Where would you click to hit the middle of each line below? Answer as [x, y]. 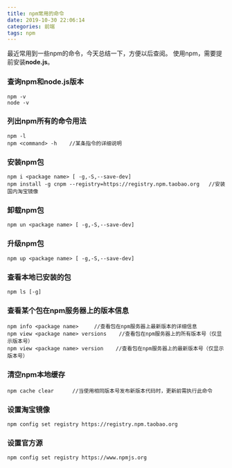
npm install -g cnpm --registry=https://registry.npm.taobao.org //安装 [116, 184]
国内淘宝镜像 [23, 192]
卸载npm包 [26, 210]
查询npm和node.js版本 [46, 82]
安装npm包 [26, 162]
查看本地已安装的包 [39, 277]
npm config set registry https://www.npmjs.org [77, 458]
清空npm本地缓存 [36, 375]
